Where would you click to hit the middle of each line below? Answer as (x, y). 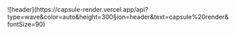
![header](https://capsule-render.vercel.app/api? (78, 9)
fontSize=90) (26, 24)
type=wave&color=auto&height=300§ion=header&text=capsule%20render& (118, 17)
